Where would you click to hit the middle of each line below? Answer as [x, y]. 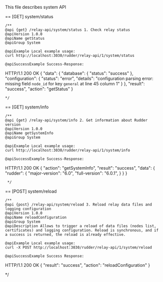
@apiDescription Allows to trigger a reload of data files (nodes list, [81, 226]
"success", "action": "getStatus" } [39, 89]
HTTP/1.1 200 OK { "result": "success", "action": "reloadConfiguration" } [78, 265]
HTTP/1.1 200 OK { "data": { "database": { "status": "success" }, [69, 73]
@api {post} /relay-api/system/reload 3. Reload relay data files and [79, 205]
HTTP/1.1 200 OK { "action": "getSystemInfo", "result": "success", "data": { [80, 168]
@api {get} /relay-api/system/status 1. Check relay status [68, 30]
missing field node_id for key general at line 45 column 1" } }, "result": [75, 84]
